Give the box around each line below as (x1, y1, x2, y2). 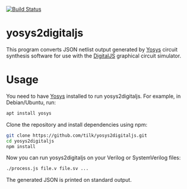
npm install (6, 143, 36, 149)
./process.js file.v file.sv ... (6, 166, 89, 172)
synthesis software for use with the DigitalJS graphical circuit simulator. (6, 52, 182, 59)
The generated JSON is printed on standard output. (6, 177, 132, 184)
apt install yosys (6, 110, 52, 116)
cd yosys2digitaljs (6, 138, 55, 144)
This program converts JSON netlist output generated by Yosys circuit (6, 46, 178, 53)
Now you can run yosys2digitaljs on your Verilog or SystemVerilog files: (6, 154, 181, 161)
